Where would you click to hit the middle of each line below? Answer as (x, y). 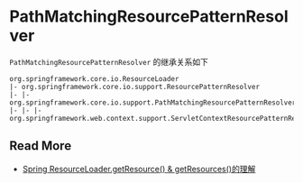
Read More (41, 146)
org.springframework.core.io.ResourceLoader (94, 78)
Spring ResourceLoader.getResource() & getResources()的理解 (139, 169)
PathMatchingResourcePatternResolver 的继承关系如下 (109, 61)
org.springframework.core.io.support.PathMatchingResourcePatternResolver (153, 102)
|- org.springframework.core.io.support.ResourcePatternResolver (134, 87)
